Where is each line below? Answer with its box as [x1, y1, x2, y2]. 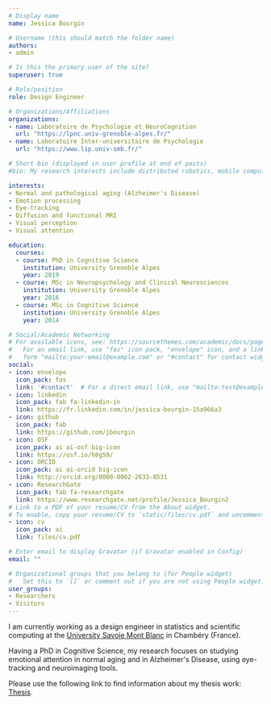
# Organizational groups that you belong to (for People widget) [8, 569, 232, 577]
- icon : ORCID [8, 458, 56, 466]
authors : [8, 41, 38, 49]
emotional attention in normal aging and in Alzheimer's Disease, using [8, 655, 240, 664]
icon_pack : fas [15, 376, 67, 384]
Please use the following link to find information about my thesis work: [8, 679, 242, 688]
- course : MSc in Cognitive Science [15, 301, 139, 309]
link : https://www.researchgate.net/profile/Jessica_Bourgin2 [15, 495, 229, 504]
